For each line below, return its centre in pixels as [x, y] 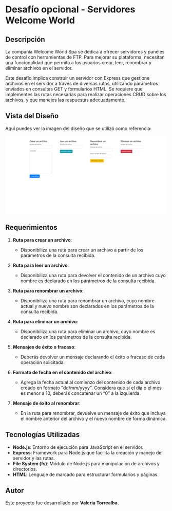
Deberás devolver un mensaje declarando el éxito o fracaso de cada [93, 357]
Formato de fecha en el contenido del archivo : [63, 372]
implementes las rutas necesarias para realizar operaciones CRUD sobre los [86, 94]
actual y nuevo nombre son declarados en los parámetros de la [87, 306]
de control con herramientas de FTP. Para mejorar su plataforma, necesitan [85, 57]
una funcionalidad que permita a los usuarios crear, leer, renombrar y [78, 62]
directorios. [25, 469]
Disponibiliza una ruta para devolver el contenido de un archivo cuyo [93, 275]
